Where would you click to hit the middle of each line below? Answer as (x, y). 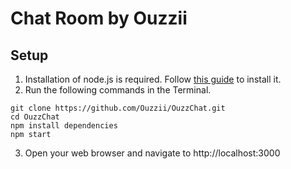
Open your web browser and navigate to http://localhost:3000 (152, 153)
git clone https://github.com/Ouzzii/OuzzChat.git (118, 108)
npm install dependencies (64, 126)
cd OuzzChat (35, 117)
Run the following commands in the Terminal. (118, 90)
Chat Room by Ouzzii (99, 18)
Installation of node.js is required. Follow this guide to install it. (153, 79)
